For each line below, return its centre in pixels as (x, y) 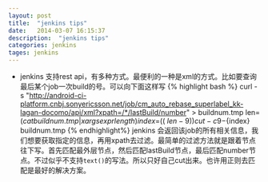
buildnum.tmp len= (229, 112)
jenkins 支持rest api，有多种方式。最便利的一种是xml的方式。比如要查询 (138, 76)
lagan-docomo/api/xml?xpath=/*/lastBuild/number (103, 112)
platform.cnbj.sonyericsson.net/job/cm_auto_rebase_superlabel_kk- (132, 104)
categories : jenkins (43, 45)
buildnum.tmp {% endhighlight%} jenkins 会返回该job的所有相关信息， (136, 130)
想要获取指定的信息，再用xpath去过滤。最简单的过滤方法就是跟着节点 (141, 140)
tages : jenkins (34, 53)
